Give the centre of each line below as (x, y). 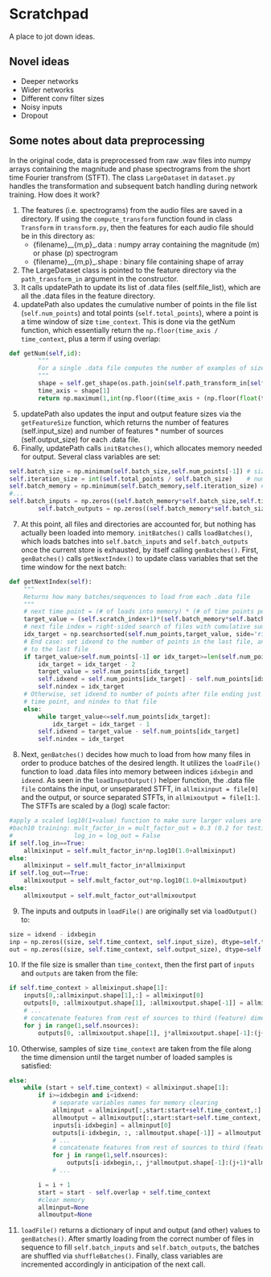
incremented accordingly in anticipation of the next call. (113, 1265)
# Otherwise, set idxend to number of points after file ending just (143, 694)
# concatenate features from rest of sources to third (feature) (135, 1018)
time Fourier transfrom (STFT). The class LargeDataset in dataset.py (122, 177)
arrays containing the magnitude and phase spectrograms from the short (130, 168)
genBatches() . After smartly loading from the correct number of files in (137, 1239)
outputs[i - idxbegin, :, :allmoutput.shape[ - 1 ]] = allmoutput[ (158, 1133)
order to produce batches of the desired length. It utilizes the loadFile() (140, 763)
